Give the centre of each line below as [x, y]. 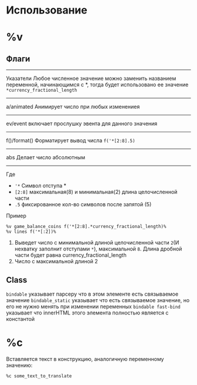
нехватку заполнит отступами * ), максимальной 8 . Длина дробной [98, 249]
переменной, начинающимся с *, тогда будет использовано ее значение [97, 85]
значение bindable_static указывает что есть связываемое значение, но [98, 300]
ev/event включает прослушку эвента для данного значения [82, 123]
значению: [19, 365]
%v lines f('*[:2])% [31, 232]
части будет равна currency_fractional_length [71, 255]
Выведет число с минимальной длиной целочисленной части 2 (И [97, 243]
